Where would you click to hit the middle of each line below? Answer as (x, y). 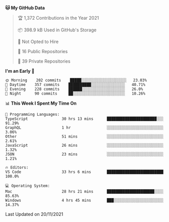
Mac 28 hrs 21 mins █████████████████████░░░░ (84, 192)
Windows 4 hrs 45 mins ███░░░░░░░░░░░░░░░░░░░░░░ (84, 200)
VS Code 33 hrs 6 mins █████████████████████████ (84, 172)
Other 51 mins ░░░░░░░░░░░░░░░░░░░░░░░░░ (84, 137)
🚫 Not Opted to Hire (38, 41)
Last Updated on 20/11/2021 (34, 214)
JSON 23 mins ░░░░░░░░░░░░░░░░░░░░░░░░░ (84, 154)
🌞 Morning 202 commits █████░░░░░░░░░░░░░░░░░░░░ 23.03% (76, 80)
